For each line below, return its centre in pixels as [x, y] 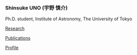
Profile [12, 48]
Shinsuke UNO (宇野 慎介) [37, 7]
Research [15, 29]
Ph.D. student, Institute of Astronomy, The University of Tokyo [69, 19]
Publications [18, 38]
